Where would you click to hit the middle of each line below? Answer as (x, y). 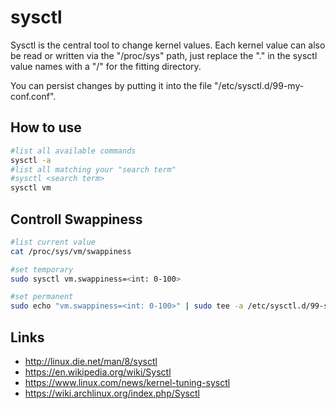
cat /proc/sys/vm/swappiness (71, 251)
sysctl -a (31, 160)
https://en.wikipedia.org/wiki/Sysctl (98, 372)
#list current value (53, 242)
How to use (46, 127)
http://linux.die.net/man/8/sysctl (91, 361)
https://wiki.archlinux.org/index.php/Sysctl (112, 393)
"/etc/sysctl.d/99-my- (259, 85)
